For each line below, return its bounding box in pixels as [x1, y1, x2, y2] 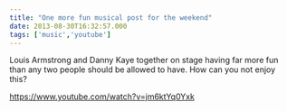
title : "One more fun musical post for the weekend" [9, 13, 213, 23]
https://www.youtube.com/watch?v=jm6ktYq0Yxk [9, 91, 195, 102]
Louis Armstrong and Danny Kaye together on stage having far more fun [9, 55, 279, 66]
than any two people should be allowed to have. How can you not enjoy [9, 64, 276, 75]
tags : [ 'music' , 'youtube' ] [9, 30, 111, 39]
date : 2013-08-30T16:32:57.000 [9, 22, 128, 31]
